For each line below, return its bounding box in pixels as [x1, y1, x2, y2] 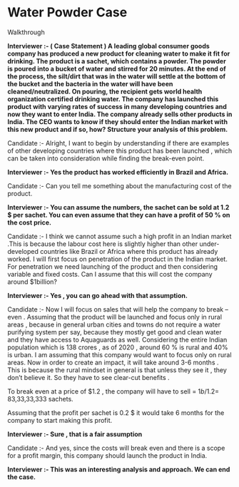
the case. [7, 472, 36, 481]
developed [7, 247, 39, 255]
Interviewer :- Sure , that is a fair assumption [7, 429, 143, 439]
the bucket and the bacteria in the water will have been [7, 79, 173, 88]
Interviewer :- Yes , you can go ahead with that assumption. [7, 291, 188, 299]
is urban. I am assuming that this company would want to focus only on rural [7, 350, 232, 359]
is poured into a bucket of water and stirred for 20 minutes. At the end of [7, 64, 226, 73]
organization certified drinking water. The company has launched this [7, 94, 219, 103]
